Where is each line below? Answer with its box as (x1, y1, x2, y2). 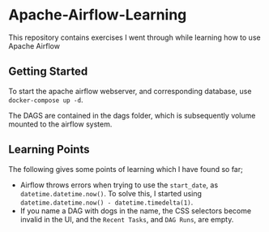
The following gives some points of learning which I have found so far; (8, 164, 243, 174)
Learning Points (8, 143, 90, 157)
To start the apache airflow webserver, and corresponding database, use (8, 86, 252, 96)
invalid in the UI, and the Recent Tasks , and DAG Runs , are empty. (19, 214, 234, 224)
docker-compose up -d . (8, 95, 83, 105)
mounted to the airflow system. (8, 119, 113, 129)
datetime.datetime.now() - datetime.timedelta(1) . (19, 197, 194, 207)
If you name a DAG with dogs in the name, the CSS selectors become (19, 205, 252, 216)
